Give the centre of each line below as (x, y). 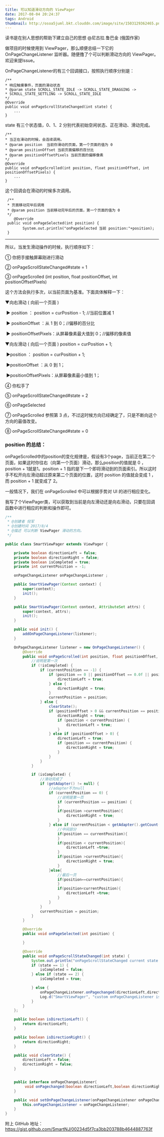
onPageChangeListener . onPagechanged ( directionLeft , (93, 992)
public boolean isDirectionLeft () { (51, 1019)
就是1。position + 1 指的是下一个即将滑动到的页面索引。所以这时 (92, 469)
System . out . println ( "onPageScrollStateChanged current (88, 961)
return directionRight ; (47, 1042)
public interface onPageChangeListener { (55, 1082)
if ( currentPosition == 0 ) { (78, 793)
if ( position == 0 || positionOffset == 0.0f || (99, 675)
